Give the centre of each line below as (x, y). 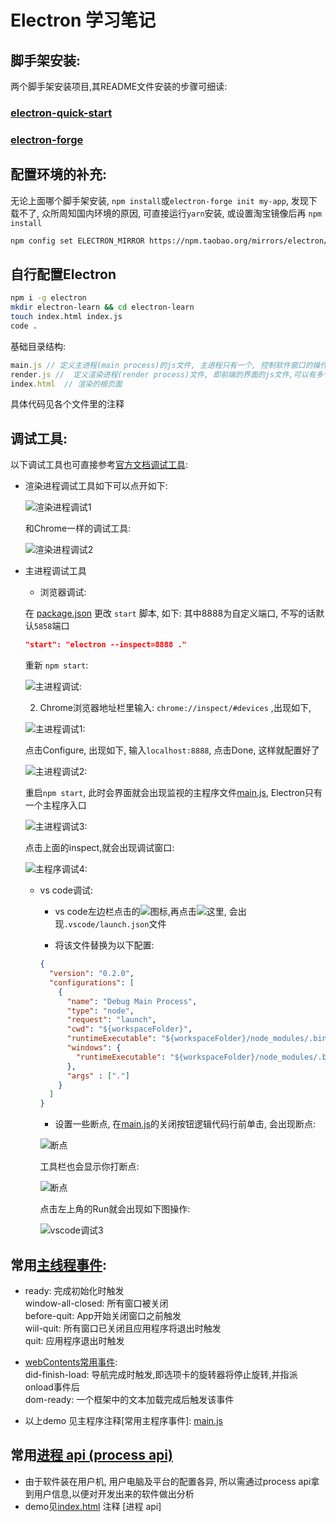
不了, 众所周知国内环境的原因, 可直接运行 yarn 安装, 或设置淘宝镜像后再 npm (170, 213)
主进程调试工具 (55, 571)
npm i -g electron (48, 298)
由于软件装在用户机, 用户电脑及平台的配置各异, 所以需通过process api (168, 1481)
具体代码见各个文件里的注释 (67, 404)
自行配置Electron (63, 274)
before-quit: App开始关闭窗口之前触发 (103, 1315)
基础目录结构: (38, 346)
